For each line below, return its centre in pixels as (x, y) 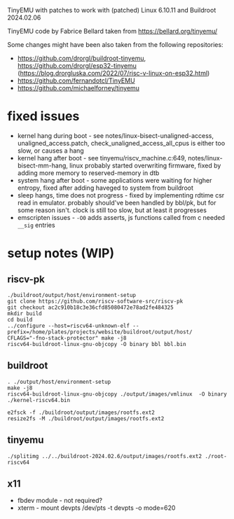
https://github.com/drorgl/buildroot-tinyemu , (81, 58)
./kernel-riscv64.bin (39, 400)
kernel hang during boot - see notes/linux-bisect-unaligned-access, (115, 135)
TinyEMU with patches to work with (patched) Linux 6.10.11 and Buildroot (112, 10)
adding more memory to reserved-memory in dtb (88, 173)
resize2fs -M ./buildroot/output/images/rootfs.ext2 (86, 418)
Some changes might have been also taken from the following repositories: (115, 44)
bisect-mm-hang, (43, 165)
